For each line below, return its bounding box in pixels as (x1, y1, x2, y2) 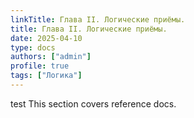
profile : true (10, 61, 70, 71)
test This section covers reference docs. (10, 97, 177, 110)
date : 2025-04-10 (10, 33, 83, 43)
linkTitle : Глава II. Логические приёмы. (10, 14, 186, 25)
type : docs (10, 42, 56, 53)
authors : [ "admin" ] (10, 52, 92, 62)
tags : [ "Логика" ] (10, 71, 83, 81)
